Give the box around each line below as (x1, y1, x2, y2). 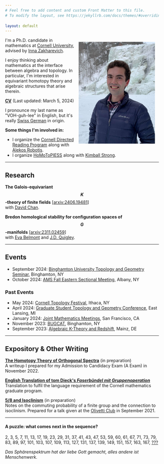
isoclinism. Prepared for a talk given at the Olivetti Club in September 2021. (5, 407, 156, 413)
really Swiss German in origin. (5, 118, 65, 124)
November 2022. (5, 368, 40, 374)
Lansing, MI (12, 310, 36, 316)
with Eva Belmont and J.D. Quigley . (5, 235, 76, 241)
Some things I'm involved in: (5, 127, 64, 133)
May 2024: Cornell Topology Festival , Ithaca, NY (12, 300, 110, 306)
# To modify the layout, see (5, 13, 64, 18)
